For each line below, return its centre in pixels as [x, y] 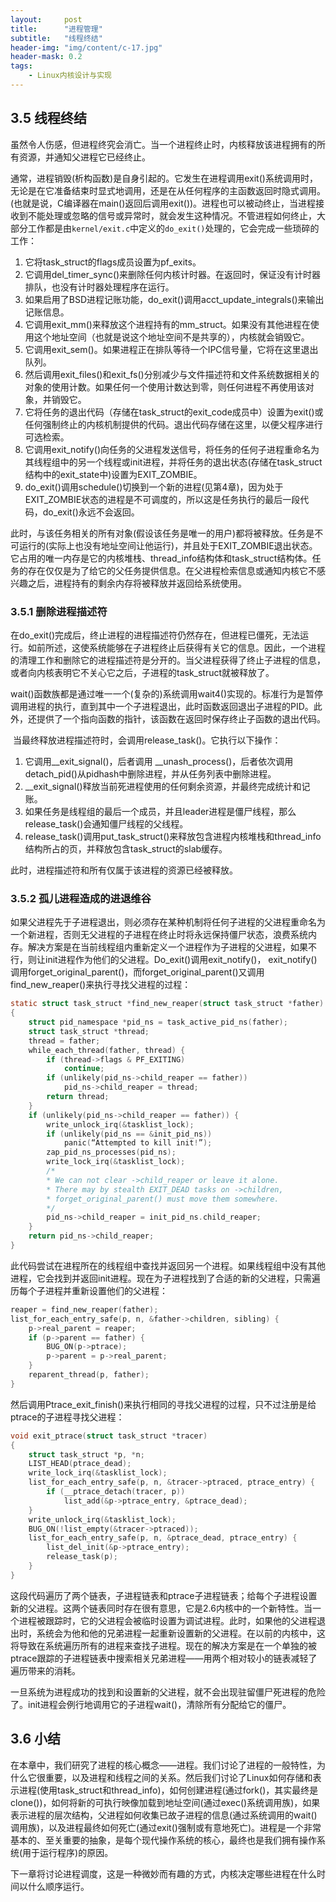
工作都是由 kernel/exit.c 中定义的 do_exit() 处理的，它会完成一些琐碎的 [173, 228]
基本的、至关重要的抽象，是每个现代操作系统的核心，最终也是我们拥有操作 [163, 1840]
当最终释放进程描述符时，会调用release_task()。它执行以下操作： [147, 740]
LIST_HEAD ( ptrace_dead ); [80, 1464]
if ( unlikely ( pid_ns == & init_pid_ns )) [129, 1134]
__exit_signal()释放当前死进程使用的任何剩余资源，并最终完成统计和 [163, 786]
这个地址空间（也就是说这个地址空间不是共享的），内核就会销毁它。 [171, 337]
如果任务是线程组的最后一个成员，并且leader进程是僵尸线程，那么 [160, 811]
